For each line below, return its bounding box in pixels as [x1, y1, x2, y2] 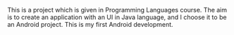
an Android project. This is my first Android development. [7, 21, 174, 28]
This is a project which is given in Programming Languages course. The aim [7, 6, 228, 14]
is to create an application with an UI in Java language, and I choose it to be [7, 13, 227, 21]
